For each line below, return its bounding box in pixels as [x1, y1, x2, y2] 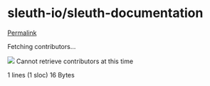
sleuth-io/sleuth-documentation [7, 5, 204, 21]
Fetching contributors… [7, 42, 76, 50]
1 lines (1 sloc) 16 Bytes [7, 70, 75, 79]
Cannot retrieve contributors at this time [16, 57, 134, 65]
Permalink [7, 28, 37, 37]
